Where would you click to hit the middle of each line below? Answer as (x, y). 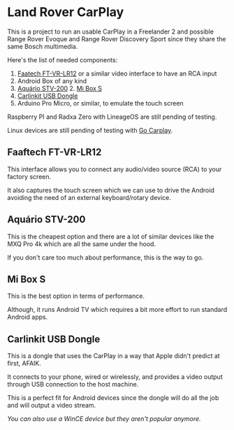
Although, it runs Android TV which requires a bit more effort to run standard (117, 310)
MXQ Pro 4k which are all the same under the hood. (81, 244)
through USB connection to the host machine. (73, 385)
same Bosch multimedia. (43, 46)
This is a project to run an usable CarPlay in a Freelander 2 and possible (111, 31)
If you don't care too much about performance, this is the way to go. (105, 257)
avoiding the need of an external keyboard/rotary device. (89, 197)
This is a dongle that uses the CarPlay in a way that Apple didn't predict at (114, 356)
